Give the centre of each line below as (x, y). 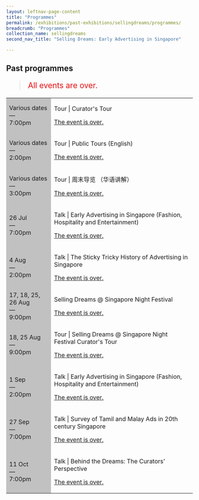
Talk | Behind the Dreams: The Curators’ (110, 461)
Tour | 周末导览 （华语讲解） (94, 180)
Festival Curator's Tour (86, 342)
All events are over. (62, 86)
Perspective (71, 469)
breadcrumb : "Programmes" (38, 28)
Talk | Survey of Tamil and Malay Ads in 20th (116, 419)
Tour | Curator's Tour (83, 109)
